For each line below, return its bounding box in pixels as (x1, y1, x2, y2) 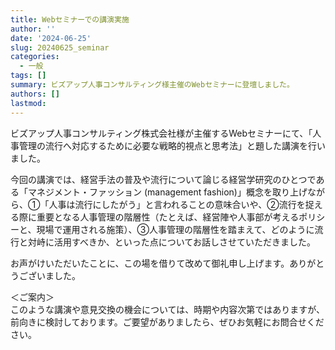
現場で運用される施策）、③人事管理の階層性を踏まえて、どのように (36, 223, 315, 235)
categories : (10, 52, 60, 62)
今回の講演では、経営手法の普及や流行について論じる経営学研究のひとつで (10, 173, 317, 185)
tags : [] (10, 71, 47, 81)
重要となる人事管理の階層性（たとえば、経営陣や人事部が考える (36, 211, 300, 223)
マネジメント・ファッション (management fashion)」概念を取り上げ (27, 186, 308, 198)
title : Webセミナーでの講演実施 (10, 14, 130, 25)
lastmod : (10, 98, 47, 108)
